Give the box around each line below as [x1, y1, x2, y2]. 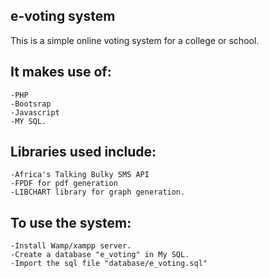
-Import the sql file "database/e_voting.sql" [10, 259, 208, 269]
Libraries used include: [10, 144, 157, 161]
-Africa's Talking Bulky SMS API [10, 170, 150, 180]
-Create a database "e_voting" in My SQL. [10, 250, 190, 260]
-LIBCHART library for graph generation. [10, 187, 186, 198]
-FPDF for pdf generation [10, 179, 118, 189]
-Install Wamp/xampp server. [10, 241, 132, 251]
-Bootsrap [10, 99, 52, 109]
